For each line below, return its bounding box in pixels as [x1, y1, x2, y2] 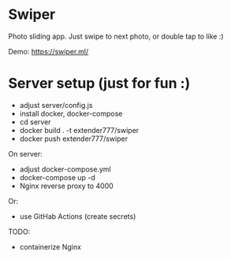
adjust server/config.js [19, 100, 93, 109]
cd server [19, 117, 51, 127]
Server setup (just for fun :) [8, 75, 191, 92]
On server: [8, 149, 43, 158]
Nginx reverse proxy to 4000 [19, 181, 114, 191]
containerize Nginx [19, 242, 81, 251]
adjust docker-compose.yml [19, 164, 112, 174]
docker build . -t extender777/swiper [19, 125, 140, 135]
